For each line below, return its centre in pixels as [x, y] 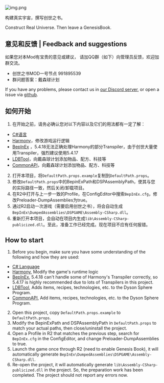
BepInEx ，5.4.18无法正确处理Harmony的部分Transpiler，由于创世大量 [82, 147]
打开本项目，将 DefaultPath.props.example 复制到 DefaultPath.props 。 [82, 175]
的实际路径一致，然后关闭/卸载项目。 [49, 188]
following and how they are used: [46, 257]
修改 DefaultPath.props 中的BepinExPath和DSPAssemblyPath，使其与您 [84, 181]
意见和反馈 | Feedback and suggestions [66, 44]
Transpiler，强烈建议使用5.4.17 [47, 153]
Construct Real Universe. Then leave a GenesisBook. [58, 27]
